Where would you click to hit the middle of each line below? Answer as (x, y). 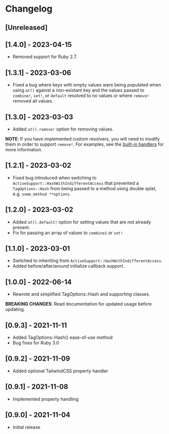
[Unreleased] (27, 28)
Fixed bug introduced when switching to (55, 178)
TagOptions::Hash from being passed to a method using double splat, (85, 188)
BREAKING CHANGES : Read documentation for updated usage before (78, 304)
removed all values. (33, 101)
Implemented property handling (46, 399)
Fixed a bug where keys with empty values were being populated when (87, 85)
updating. (15, 310)
